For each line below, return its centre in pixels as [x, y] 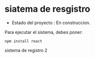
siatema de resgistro [47, 9]
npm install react [23, 41]
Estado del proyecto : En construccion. [51, 23]
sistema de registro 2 [26, 50]
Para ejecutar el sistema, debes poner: [44, 32]
